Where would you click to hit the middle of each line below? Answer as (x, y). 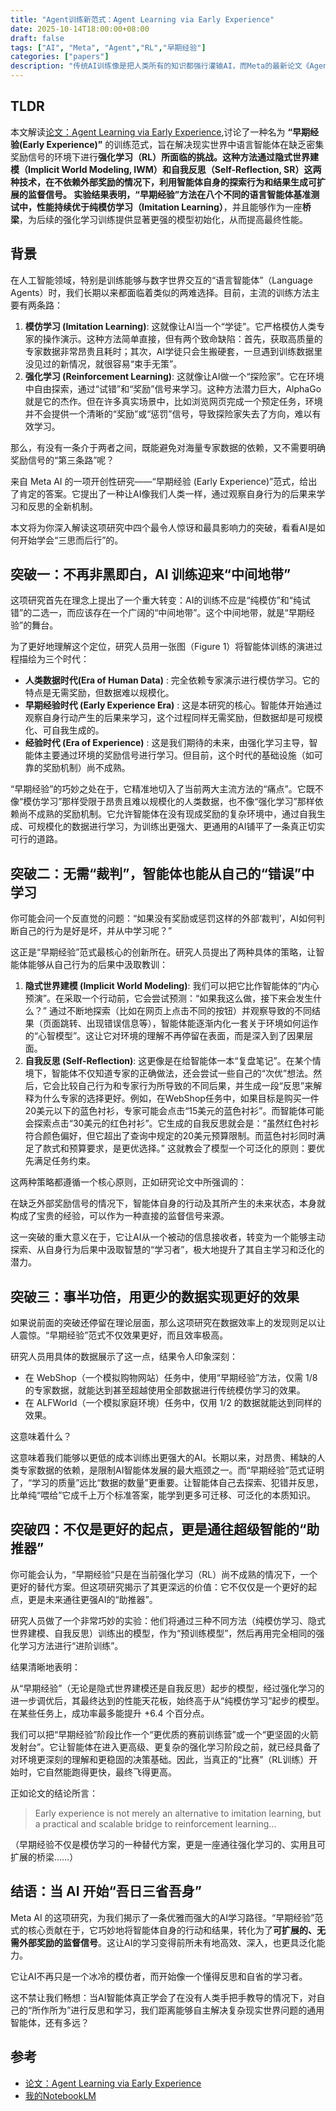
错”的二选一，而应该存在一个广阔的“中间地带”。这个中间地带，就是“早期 (158, 613)
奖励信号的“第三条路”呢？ (62, 460)
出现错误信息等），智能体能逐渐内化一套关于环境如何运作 (202, 1023)
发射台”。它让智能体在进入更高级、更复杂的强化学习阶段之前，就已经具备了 (166, 1747)
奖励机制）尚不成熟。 (86, 768)
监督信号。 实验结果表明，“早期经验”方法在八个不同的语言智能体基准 (169, 194)
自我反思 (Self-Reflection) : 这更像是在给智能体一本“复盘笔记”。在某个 (168, 1061)
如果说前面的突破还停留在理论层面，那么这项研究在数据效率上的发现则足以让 (168, 1323)
